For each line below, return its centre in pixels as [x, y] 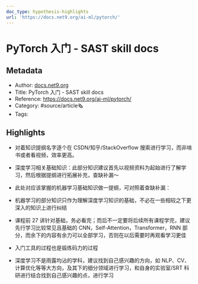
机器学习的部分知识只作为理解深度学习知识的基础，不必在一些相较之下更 [103, 200]
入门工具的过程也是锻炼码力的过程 [56, 248]
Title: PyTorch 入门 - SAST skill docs [59, 92]
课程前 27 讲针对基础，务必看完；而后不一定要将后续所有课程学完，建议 [103, 220]
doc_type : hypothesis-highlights [47, 12]
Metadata [24, 71]
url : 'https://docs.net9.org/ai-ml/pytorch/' [63, 17]
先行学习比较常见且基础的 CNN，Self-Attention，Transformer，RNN [98, 228]
